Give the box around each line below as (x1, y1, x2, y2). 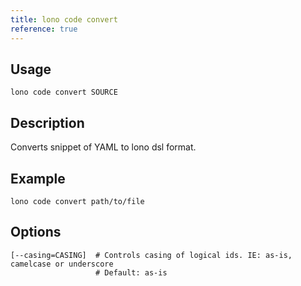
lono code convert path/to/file (10, 196, 145, 206)
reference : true (10, 24, 78, 34)
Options (10, 224, 62, 241)
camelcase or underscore (10, 259, 114, 269)
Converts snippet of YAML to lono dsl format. (10, 141, 197, 153)
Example (10, 170, 66, 187)
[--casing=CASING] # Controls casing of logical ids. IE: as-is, (10, 250, 293, 260)
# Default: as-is (95, 267, 168, 278)
